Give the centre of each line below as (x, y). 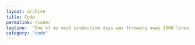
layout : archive (26, 11)
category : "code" (27, 33)
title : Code (20, 17)
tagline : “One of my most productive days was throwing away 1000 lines (98, 28)
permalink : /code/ (28, 22)
